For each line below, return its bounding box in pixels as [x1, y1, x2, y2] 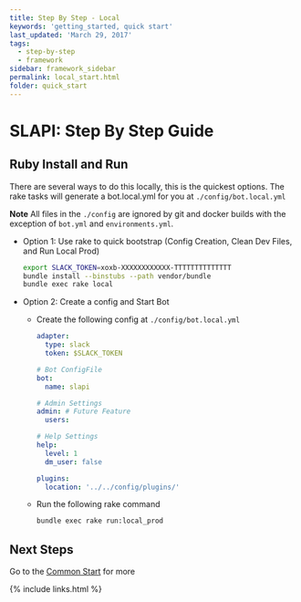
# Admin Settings [36, 399, 103, 408]
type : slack [44, 340, 90, 349]
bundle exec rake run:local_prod [36, 516, 164, 525]
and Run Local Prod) [22, 245, 100, 256]
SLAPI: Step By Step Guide [9, 120, 214, 141]
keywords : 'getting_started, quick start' [9, 22, 173, 31]
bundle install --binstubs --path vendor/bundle [22, 271, 212, 281]
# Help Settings [36, 432, 99, 441]
